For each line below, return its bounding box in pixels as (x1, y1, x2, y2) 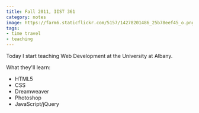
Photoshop (14, 94, 41, 101)
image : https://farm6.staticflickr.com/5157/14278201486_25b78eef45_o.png (6, 20, 195, 25)
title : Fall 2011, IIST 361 (6, 8, 76, 15)
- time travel (6, 31, 41, 37)
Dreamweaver (14, 88, 49, 95)
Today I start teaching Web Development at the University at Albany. (6, 53, 173, 59)
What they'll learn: (6, 64, 51, 71)
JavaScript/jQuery (14, 101, 59, 107)
